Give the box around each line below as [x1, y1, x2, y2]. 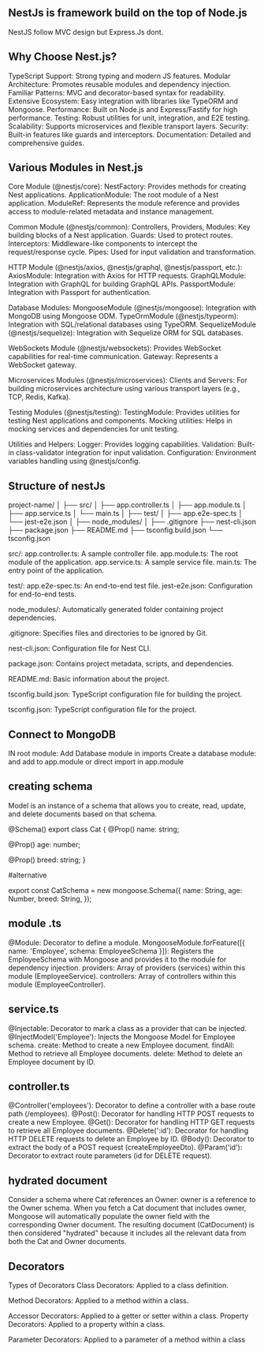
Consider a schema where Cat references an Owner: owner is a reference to [8, 1195, 256, 1204]
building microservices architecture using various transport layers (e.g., [8, 384, 240, 394]
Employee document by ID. [8, 1057, 96, 1066]
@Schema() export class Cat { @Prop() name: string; [8, 824, 180, 834]
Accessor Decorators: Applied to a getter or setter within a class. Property [8, 1311, 249, 1320]
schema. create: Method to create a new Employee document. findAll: [8, 1040, 235, 1050]
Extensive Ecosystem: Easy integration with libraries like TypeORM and [8, 96, 239, 106]
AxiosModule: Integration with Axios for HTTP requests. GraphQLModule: [8, 271, 247, 281]
